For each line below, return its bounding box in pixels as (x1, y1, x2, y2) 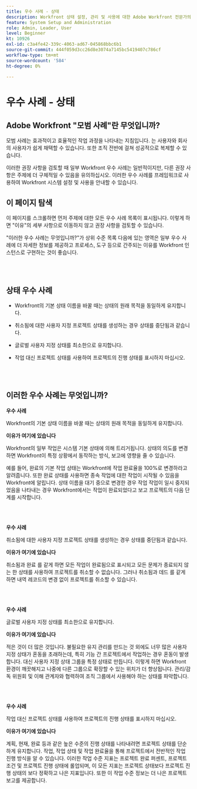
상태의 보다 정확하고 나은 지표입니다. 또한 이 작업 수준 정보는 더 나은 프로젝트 (12, 769, 188, 776)
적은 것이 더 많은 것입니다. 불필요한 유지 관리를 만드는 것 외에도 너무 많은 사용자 (6, 643, 188, 650)
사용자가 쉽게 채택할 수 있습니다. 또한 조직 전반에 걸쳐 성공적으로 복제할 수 (12, 144, 181, 151)
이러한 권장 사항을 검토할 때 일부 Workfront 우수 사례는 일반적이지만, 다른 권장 (6, 164, 185, 171)
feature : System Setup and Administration (6, 19, 111, 25)
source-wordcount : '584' (6, 57, 67, 63)
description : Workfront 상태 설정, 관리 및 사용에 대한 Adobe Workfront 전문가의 (6, 14, 192, 20)
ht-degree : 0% (6, 63, 41, 69)
